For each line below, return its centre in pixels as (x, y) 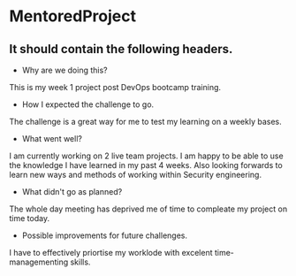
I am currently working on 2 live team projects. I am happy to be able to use (147, 156)
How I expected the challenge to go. (88, 104)
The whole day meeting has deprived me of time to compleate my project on (148, 209)
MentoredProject (73, 16)
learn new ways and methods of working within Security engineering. (136, 175)
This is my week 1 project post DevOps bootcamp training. (115, 87)
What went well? (52, 138)
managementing (39, 262)
